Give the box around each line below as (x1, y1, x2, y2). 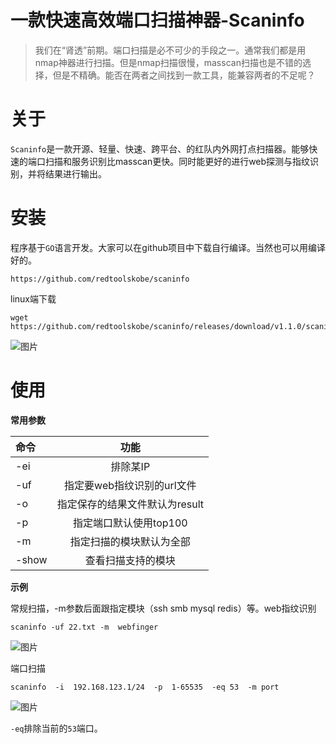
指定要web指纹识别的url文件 (64, 478, 197, 492)
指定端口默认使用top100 (73, 516, 188, 530)
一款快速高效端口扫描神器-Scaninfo (10, 9, 305, 32)
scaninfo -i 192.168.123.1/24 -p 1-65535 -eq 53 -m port (10, 682, 280, 692)
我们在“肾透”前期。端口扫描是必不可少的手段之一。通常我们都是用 (34, 44, 307, 56)
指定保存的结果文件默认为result (56, 497, 205, 511)
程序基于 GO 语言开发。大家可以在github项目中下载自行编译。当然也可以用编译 (10, 241, 327, 253)
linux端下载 (10, 292, 57, 305)
